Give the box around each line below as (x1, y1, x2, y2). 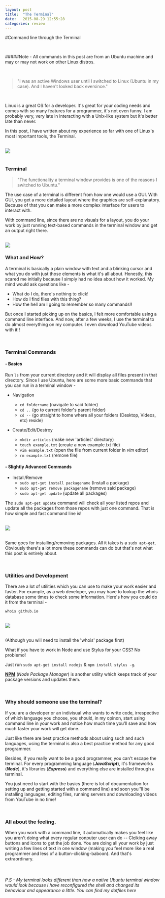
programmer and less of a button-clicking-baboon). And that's (5, 851, 132, 856)
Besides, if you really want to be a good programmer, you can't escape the (5, 755, 157, 761)
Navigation (12, 392, 34, 398)
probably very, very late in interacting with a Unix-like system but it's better (5, 113, 158, 119)
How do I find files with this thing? (12, 296, 81, 302)
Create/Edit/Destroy (12, 426, 53, 433)
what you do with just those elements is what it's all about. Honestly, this (5, 271, 153, 277)
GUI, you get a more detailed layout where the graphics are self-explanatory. (5, 196, 161, 203)
